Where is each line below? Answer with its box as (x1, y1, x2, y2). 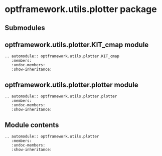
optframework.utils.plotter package (5, 4, 157, 15)
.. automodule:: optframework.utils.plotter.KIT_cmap (5, 54, 120, 59)
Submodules (5, 24, 46, 32)
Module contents (5, 120, 59, 129)
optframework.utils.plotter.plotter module (5, 80, 138, 89)
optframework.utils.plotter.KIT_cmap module (5, 40, 149, 49)
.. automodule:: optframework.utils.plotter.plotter (5, 94, 117, 99)
